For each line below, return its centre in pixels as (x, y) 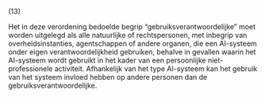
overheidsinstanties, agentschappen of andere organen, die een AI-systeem (133, 43)
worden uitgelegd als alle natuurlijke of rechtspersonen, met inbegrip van (128, 35)
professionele (31, 69)
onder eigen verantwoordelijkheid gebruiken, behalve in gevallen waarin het (132, 52)
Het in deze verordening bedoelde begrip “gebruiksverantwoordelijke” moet (132, 26)
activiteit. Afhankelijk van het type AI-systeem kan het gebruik (156, 69)
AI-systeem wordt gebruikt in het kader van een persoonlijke (107, 60)
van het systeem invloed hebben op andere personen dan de (108, 77)
